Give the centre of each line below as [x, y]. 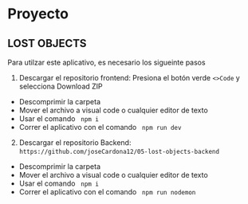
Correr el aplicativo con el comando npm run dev [100, 127]
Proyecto [38, 14]
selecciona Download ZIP [61, 86]
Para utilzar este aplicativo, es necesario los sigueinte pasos [106, 62]
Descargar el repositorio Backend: [75, 143]
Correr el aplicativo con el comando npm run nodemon [107, 192]
